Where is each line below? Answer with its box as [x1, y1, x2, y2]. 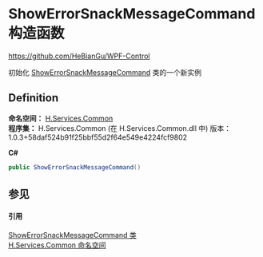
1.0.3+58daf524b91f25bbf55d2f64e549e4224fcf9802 [8, 132, 188, 142]
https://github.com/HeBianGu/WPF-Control [8, 51, 150, 61]
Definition [8, 91, 58, 105]
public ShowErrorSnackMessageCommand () [8, 163, 141, 172]
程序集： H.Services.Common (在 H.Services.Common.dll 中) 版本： [8, 123, 232, 132]
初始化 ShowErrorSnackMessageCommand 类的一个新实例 [8, 67, 202, 77]
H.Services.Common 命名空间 [8, 240, 106, 250]
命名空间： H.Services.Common [8, 113, 114, 123]
